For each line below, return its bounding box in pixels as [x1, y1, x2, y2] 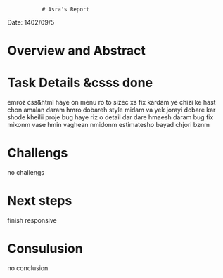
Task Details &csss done [7, 75, 153, 91]
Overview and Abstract [7, 43, 146, 59]
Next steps [7, 193, 72, 209]
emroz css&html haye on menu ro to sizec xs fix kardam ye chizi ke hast [7, 98, 216, 107]
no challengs [7, 168, 44, 177]
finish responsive [7, 216, 58, 224]
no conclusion [7, 263, 49, 272]
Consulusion [7, 241, 83, 257]
